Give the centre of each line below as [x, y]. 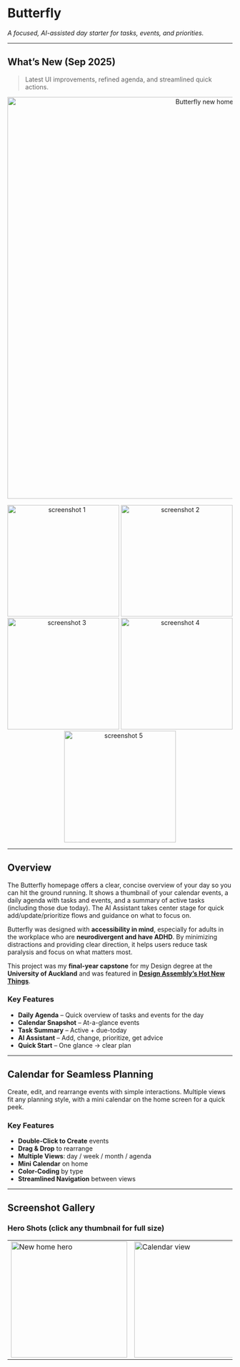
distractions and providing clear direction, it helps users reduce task [107, 944]
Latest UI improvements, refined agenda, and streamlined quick [118, 79]
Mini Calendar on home [53, 1163]
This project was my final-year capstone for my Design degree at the [110, 966]
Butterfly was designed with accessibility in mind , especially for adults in [115, 929]
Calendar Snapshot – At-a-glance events [79, 1022]
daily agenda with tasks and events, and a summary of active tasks [106, 900]
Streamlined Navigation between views [76, 1178]
